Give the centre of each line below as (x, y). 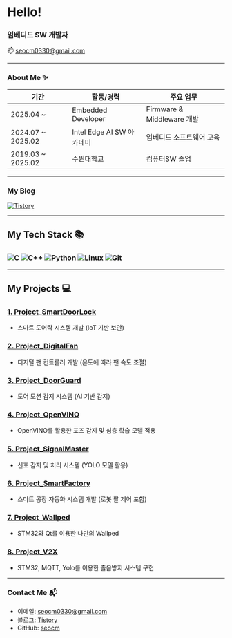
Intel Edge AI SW (99, 132)
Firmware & (165, 109)
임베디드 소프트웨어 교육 (183, 137)
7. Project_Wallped (39, 517)
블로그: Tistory (37, 620)
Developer (89, 118)
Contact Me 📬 (32, 593)
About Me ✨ (28, 78)
